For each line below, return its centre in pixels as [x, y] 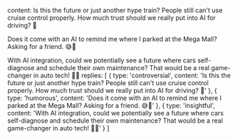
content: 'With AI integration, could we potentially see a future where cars [116, 113]
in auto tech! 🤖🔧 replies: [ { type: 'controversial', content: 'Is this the [132, 75]
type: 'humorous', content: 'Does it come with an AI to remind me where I [115, 98]
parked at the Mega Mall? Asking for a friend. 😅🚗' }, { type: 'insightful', [111, 105]
